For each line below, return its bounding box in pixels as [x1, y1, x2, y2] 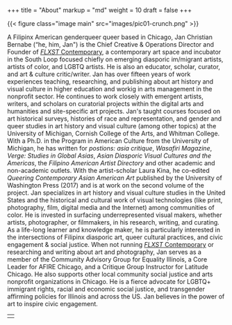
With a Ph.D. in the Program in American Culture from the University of [7, 137, 210, 145]
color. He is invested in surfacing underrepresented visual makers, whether [7, 211, 222, 219]
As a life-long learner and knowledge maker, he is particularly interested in [7, 226, 221, 234]
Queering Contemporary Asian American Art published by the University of [7, 174, 222, 182]
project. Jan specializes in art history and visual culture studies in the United [7, 188, 226, 197]
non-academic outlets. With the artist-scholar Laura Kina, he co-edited [7, 167, 210, 174]
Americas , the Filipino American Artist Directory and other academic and [7, 159, 215, 167]
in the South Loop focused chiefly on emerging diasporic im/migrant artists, [7, 55, 224, 63]
